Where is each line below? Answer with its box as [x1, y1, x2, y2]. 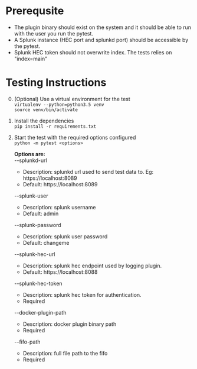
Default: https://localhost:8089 [22, 180, 98, 187]
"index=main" [14, 55, 48, 62]
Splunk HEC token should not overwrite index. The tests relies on [14, 48, 172, 56]
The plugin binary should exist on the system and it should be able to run [14, 24, 192, 31]
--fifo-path [14, 338, 41, 345]
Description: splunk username [22, 203, 96, 211]
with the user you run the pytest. [14, 30, 94, 37]
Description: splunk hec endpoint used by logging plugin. [22, 262, 162, 269]
